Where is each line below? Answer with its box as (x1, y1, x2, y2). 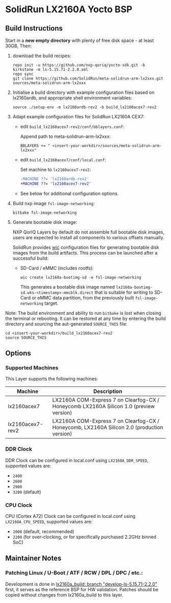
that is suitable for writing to (94, 289, 154, 295)
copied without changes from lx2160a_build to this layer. (5, 592, 124, 598)
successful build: (12, 255, 49, 261)
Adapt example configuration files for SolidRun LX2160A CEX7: (12, 114, 145, 119)
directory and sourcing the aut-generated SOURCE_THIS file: (5, 320, 128, 327)
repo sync (12, 71, 34, 77)
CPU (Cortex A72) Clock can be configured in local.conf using (5, 513, 136, 519)
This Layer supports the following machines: (5, 376, 98, 382)
